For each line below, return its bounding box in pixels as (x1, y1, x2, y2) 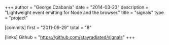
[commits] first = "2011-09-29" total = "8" (5, 24, 92, 30)
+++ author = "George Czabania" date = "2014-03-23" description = (5, 4, 149, 10)
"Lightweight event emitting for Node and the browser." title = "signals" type (5, 9, 164, 15)
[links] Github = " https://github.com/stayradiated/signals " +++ (5, 34, 135, 40)
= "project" (5, 15, 28, 20)
